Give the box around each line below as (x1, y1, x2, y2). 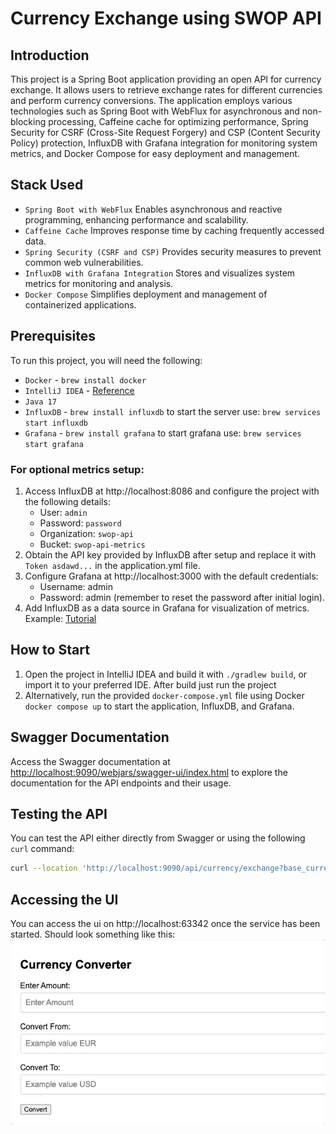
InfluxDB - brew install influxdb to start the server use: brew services (24, 405, 322, 417)
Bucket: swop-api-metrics (39, 538, 146, 550)
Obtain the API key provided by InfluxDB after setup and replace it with (24, 548, 317, 561)
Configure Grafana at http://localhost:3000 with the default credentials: (24, 570, 319, 582)
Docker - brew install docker (24, 373, 147, 386)
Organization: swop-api (39, 527, 134, 539)
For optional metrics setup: (10, 462, 145, 476)
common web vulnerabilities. (24, 256, 144, 268)
